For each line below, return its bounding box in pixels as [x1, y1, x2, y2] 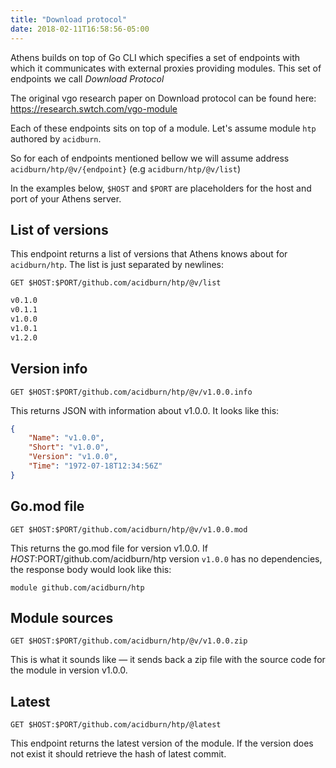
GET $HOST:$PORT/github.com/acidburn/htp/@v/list [10, 278, 222, 288]
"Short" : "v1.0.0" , [28, 442, 110, 453]
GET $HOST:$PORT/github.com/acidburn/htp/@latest [10, 720, 222, 730]
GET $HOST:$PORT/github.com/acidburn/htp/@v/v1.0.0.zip [10, 636, 248, 646]
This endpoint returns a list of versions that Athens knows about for [10, 248, 288, 260]
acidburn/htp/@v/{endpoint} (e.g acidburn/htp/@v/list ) [10, 162, 242, 175]
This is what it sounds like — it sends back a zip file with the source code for [10, 654, 326, 666]
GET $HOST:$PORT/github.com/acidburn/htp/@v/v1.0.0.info [10, 387, 253, 397]
